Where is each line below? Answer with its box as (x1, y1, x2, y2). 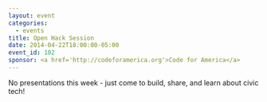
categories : (8, 19, 48, 27)
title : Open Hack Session (8, 33, 94, 42)
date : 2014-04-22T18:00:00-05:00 (8, 41, 120, 49)
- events (15, 26, 45, 34)
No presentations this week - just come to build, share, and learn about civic (8, 77, 259, 88)
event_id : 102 (8, 49, 56, 57)
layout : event (8, 11, 56, 20)
